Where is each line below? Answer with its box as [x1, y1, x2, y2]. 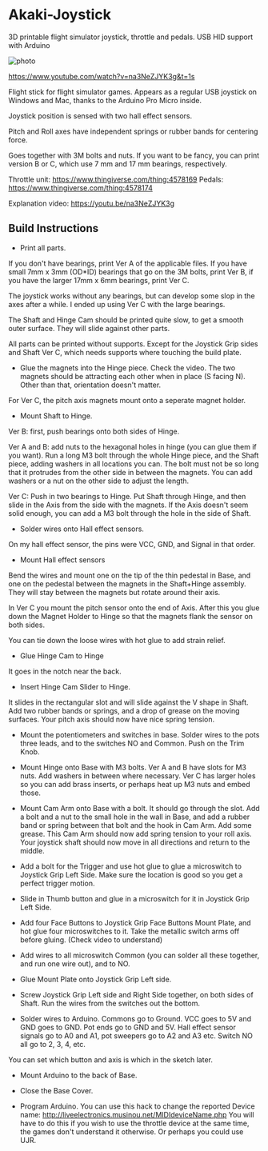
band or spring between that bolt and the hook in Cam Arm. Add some [19, 820, 252, 829]
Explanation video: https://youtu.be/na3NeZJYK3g [8, 198, 174, 208]
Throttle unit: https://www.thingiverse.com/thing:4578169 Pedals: [8, 174, 224, 184]
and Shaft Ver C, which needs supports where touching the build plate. [8, 347, 242, 357]
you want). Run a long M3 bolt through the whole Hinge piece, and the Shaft [8, 450, 259, 460]
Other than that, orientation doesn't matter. [19, 380, 162, 390]
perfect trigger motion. [19, 878, 95, 888]
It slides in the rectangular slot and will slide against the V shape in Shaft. [8, 697, 249, 707]
